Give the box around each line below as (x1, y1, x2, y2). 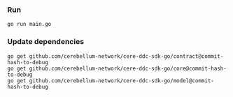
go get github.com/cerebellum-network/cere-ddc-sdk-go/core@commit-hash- (7, 65, 227, 72)
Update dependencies (7, 37, 85, 47)
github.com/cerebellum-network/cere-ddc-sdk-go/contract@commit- (29, 52, 224, 60)
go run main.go (7, 21, 52, 28)
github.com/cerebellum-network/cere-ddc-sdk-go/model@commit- (29, 77, 215, 84)
